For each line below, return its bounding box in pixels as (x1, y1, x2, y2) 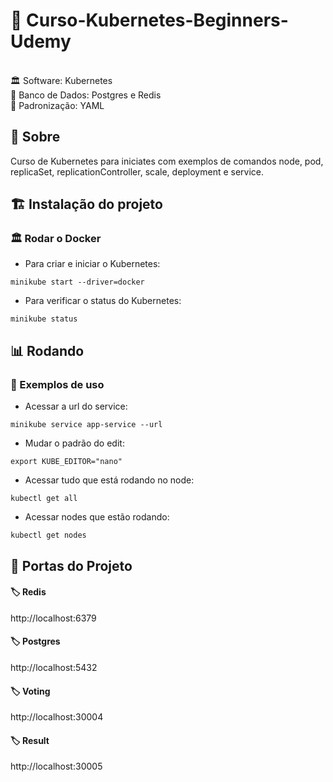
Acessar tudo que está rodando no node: (24, 474, 195, 486)
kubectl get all (10, 494, 78, 504)
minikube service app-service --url (10, 420, 163, 430)
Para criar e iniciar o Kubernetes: (24, 258, 161, 270)
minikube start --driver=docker (10, 277, 145, 288)
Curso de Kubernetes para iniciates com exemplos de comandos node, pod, (10, 155, 324, 167)
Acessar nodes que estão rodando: (24, 511, 170, 523)
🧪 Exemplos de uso (10, 377, 105, 391)
